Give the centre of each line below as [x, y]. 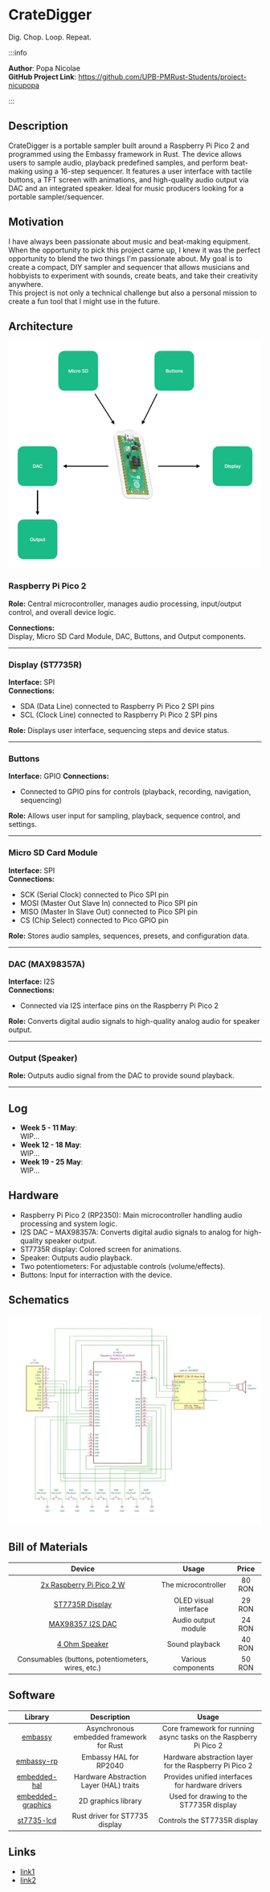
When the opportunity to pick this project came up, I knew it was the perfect [135, 250]
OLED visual [194, 1600]
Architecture [41, 326]
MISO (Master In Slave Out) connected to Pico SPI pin [109, 911]
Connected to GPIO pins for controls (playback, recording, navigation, [135, 792]
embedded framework [110, 1737]
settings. [23, 825]
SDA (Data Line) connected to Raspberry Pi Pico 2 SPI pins [117, 706]
